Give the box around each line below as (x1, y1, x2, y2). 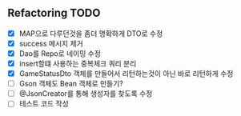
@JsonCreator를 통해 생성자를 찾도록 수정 (18, 89, 153, 98)
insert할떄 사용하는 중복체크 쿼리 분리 (18, 59, 137, 68)
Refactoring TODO (7, 6, 101, 20)
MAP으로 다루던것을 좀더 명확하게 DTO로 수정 (18, 28, 163, 38)
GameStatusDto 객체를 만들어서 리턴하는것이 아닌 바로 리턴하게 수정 (18, 69, 234, 78)
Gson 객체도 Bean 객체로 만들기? (18, 79, 123, 89)
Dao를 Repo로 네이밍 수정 (18, 48, 102, 58)
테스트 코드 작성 (18, 99, 69, 109)
